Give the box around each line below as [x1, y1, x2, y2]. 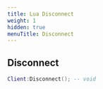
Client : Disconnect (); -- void [7, 75, 97, 83]
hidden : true [7, 23, 46, 31]
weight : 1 [7, 17, 37, 24]
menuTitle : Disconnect [7, 30, 74, 38]
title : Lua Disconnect [7, 10, 74, 18]
